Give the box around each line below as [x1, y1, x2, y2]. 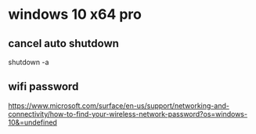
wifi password [8, 80, 79, 93]
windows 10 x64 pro [8, 5, 142, 24]
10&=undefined [8, 118, 57, 127]
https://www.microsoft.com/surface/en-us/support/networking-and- [8, 100, 229, 110]
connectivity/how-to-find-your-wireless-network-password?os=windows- [8, 109, 248, 118]
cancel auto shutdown [8, 37, 120, 50]
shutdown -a [8, 57, 49, 67]
